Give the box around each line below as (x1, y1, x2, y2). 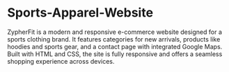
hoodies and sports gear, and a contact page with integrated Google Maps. (7, 42, 223, 51)
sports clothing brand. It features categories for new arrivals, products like (7, 35, 221, 43)
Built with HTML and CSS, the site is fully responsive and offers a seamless (7, 50, 223, 58)
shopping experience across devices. (7, 57, 115, 65)
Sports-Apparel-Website (7, 5, 154, 21)
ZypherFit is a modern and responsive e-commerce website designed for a (7, 28, 223, 36)
